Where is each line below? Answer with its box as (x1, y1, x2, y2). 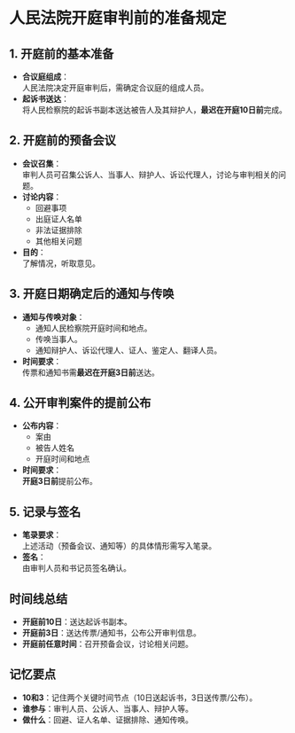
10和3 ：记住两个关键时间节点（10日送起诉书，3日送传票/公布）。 (21, 692, 258, 703)
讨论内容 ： (21, 191, 62, 202)
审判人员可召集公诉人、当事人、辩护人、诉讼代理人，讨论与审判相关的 (21, 169, 279, 180)
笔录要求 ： (21, 529, 62, 541)
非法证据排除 (35, 224, 82, 235)
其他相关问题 (35, 236, 82, 246)
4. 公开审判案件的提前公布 (9, 395, 151, 410)
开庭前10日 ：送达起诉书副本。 (21, 617, 133, 628)
